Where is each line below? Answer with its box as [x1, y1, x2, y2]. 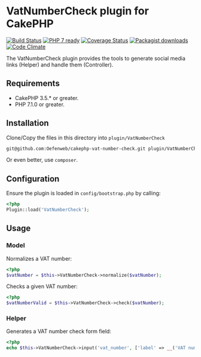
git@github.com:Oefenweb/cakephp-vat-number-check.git [6, 146, 146, 152]
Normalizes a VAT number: [6, 255, 72, 262]
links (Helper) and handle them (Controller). [6, 61, 114, 68]
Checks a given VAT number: [6, 283, 78, 290]
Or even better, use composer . [6, 156, 78, 164]
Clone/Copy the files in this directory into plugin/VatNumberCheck [6, 134, 165, 141]
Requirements [6, 78, 60, 89]
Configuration [6, 174, 60, 184]
